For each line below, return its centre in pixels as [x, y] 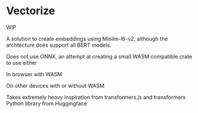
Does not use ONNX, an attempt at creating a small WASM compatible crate [99, 56]
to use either [22, 63]
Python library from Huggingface [47, 103]
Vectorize [31, 11]
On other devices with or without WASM [55, 85]
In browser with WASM [34, 74]
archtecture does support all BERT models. [59, 45]
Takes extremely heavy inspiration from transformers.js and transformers [96, 97]
